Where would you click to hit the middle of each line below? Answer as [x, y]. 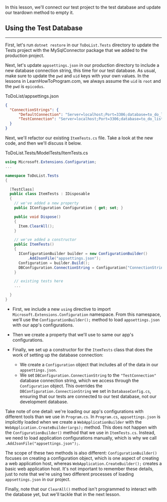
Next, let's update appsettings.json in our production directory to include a [82, 65]
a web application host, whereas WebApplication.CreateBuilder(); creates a [83, 463]
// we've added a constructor [45, 240]
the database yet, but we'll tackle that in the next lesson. [63, 494]
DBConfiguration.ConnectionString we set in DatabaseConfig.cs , [85, 391]
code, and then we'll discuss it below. [43, 143]
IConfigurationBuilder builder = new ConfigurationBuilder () [83, 254]
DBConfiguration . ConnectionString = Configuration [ [73, 267]
